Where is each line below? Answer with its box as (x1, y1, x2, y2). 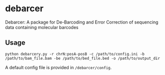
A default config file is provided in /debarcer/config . (5, 64, 112, 70)
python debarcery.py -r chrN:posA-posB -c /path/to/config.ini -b (5, 51, 145, 56)
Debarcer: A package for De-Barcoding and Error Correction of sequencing (5, 19, 159, 25)
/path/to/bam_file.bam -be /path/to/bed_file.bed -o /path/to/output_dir (5, 56, 161, 61)
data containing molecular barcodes (5, 24, 79, 30)
